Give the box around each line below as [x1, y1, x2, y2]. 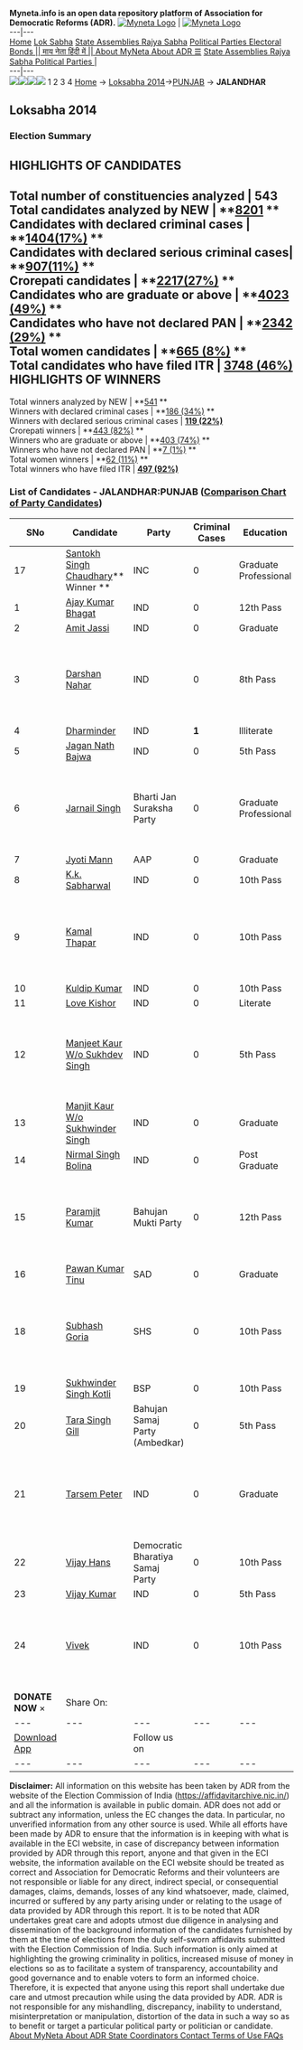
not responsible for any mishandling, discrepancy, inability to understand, [9, 2001, 282, 2012]
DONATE [14, 1690, 52, 1703]
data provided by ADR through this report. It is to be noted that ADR [9, 1904, 260, 1915]
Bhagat [65, 607, 96, 619]
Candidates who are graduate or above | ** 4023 [9, 287, 289, 303]
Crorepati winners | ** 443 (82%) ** [9, 425, 144, 436]
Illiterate [238, 724, 273, 737]
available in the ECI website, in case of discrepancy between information [9, 1838, 280, 1848]
